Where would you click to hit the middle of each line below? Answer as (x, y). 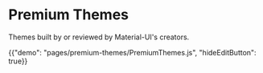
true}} (18, 61)
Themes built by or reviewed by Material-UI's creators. (99, 37)
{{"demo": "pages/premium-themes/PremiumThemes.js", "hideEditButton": (132, 52)
